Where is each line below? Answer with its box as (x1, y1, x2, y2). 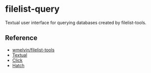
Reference (5, 34, 38, 42)
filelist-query (5, 3, 60, 15)
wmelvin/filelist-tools (12, 47, 55, 52)
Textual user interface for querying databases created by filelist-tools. (5, 20, 147, 25)
